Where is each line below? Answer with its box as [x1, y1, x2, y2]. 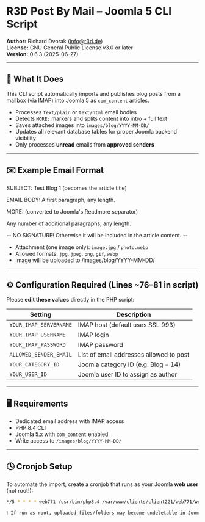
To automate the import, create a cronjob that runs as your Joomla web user [6, 480, 199, 488]
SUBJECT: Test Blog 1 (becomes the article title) [6, 184, 127, 192]
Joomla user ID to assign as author [77, 371, 178, 379]
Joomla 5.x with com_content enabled [15, 430, 109, 438]
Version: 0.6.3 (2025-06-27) [6, 50, 79, 57]
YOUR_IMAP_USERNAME [9, 332, 66, 338]
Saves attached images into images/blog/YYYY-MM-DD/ [15, 121, 149, 129]
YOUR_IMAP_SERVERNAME [9, 322, 72, 328]
